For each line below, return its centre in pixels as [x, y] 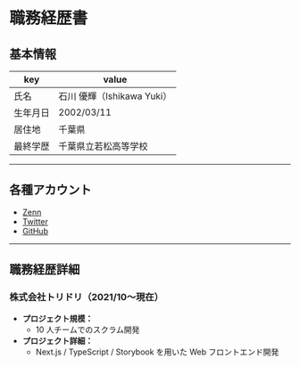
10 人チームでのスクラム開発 [87, 329]
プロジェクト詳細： [58, 340]
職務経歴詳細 [45, 269]
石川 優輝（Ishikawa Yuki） [115, 96]
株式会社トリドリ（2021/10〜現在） [86, 297]
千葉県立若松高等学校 [104, 146]
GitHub [35, 231]
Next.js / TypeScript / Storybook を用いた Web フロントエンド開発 [157, 352]
